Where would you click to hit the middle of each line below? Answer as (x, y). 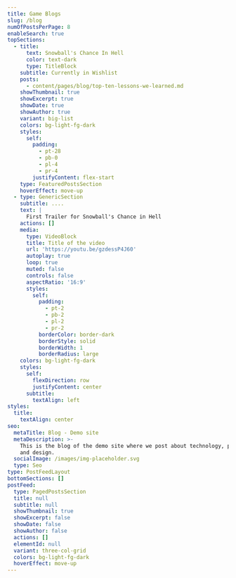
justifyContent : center (67, 387)
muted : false (45, 269)
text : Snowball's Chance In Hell (75, 54)
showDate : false (37, 524)
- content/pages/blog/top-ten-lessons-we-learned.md (105, 86)
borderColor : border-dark (76, 334)
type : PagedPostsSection (50, 491)
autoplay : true (48, 256)
